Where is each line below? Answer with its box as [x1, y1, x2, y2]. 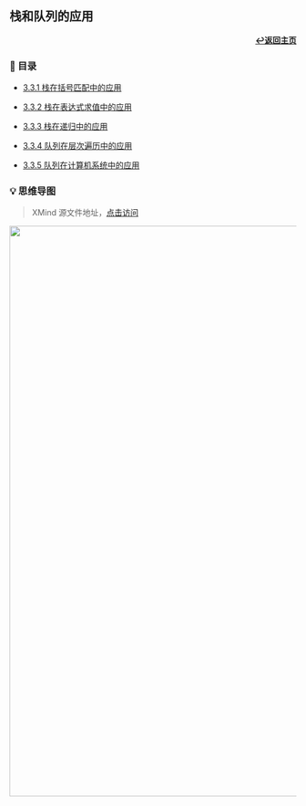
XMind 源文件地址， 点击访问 [31, 207, 139, 218]
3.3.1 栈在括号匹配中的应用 [22, 82, 122, 93]
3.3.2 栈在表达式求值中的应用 [22, 101, 132, 112]
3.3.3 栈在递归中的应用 [22, 121, 108, 132]
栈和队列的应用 [9, 8, 94, 25]
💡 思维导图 [9, 185, 56, 198]
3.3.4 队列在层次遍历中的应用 [22, 141, 133, 152]
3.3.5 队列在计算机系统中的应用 [22, 160, 140, 171]
